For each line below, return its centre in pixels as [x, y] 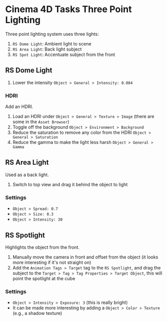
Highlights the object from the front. [42, 247]
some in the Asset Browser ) [41, 122]
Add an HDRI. [19, 106]
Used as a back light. [27, 175]
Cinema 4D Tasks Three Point [69, 9]
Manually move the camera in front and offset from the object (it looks [85, 257]
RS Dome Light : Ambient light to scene [52, 43]
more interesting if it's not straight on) [52, 262]
